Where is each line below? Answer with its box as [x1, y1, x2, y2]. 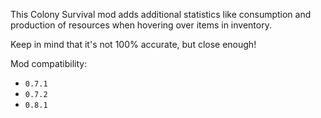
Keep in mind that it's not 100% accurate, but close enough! [10, 39, 257, 50]
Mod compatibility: [10, 58, 88, 69]
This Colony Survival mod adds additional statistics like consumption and [10, 9, 312, 20]
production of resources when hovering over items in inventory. [10, 19, 272, 31]
